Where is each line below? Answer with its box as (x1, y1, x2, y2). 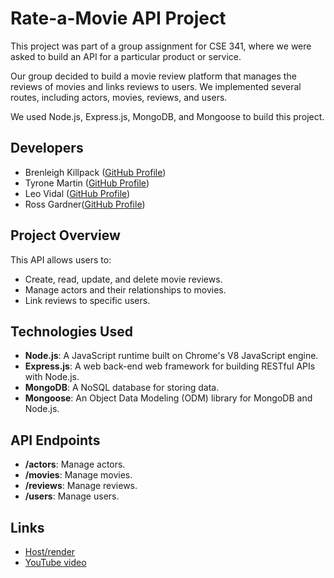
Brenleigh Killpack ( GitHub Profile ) (24, 166, 167, 178)
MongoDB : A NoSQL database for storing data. (24, 382, 220, 394)
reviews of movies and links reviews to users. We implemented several (10, 80, 302, 92)
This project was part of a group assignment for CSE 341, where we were (10, 40, 312, 52)
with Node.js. (24, 371, 80, 383)
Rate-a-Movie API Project (10, 7, 227, 30)
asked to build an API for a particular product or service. (10, 50, 242, 62)
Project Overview (10, 227, 121, 244)
